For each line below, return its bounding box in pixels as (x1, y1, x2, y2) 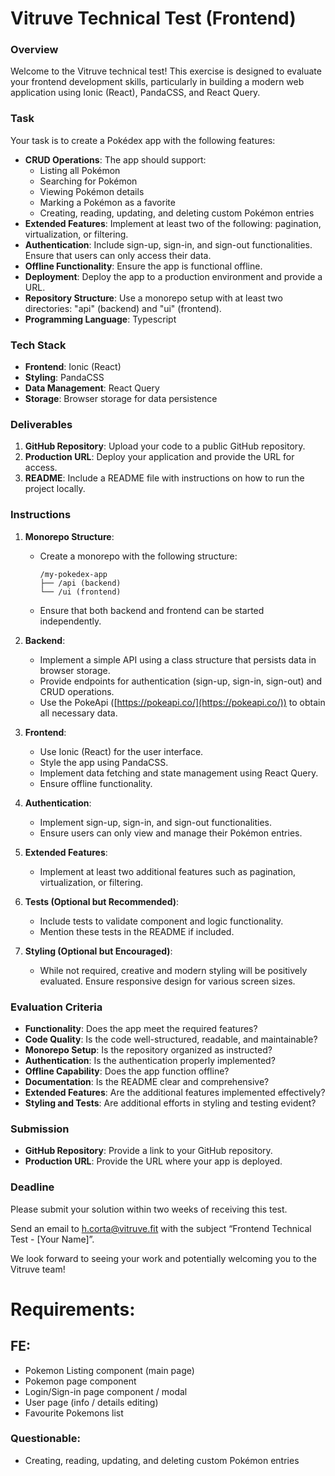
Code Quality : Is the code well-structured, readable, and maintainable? (24, 1033, 318, 1045)
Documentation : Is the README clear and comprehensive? (24, 1075, 270, 1087)
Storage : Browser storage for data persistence (24, 393, 218, 405)
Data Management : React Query (24, 382, 160, 394)
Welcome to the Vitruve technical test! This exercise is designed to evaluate (10, 65, 322, 77)
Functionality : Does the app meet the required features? (24, 1022, 258, 1034)
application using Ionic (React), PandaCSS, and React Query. (10, 87, 261, 99)
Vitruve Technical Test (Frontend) (10, 7, 297, 30)
